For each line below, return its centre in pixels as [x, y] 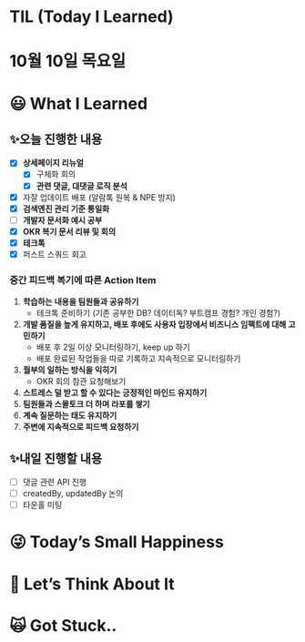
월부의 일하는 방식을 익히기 [70, 370]
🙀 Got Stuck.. [63, 625]
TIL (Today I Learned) [92, 17]
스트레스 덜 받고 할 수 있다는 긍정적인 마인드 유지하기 [115, 392]
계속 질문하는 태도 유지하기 [70, 415]
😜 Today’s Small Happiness [117, 542]
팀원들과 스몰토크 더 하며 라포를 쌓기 [86, 404]
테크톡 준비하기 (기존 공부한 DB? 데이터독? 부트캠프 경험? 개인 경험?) [158, 313]
